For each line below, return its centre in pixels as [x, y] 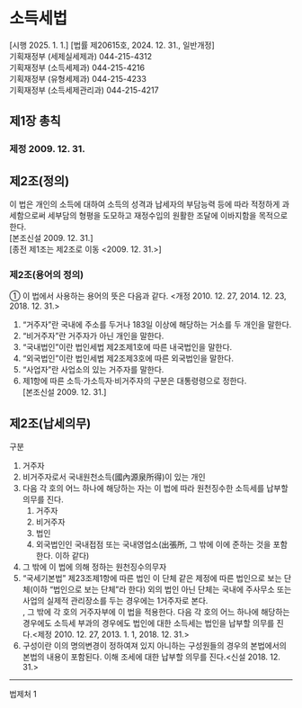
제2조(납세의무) [50, 423]
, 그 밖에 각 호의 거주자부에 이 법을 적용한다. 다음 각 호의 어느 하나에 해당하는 [156, 612]
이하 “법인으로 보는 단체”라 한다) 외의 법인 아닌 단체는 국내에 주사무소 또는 [162, 589]
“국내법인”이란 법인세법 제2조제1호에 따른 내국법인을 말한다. [127, 347]
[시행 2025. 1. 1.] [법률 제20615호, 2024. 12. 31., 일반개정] [112, 45]
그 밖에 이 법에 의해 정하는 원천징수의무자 [94, 567]
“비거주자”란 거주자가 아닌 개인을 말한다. [93, 336]
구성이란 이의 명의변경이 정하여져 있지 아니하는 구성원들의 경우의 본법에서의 [155, 646]
